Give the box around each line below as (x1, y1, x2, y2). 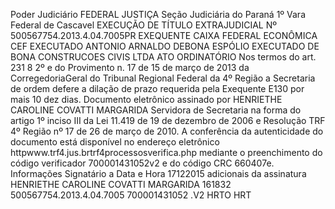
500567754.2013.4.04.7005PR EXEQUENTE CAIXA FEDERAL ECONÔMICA (10, 30, 318, 41)
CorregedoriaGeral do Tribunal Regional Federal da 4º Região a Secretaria (10, 72, 316, 84)
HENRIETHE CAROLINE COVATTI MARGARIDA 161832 (10, 179, 232, 190)
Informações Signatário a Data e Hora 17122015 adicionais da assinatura (10, 168, 307, 179)
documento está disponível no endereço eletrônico (10, 136, 220, 148)
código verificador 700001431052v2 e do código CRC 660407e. (10, 157, 275, 169)
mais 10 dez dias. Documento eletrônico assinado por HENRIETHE (10, 94, 283, 105)
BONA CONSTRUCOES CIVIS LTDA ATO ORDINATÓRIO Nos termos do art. (10, 51, 317, 63)
